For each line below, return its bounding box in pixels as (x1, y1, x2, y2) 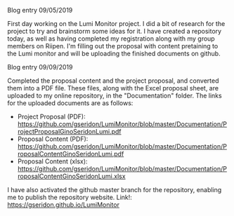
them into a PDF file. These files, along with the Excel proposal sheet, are (7, 84, 219, 92)
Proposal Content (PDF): (17, 135, 89, 143)
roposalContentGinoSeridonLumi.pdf (17, 150, 124, 158)
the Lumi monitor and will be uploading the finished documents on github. (7, 49, 221, 58)
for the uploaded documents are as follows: (7, 99, 134, 107)
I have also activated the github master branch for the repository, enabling (7, 186, 222, 194)
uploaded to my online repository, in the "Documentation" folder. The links (7, 91, 223, 100)
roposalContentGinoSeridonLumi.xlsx (17, 172, 126, 180)
